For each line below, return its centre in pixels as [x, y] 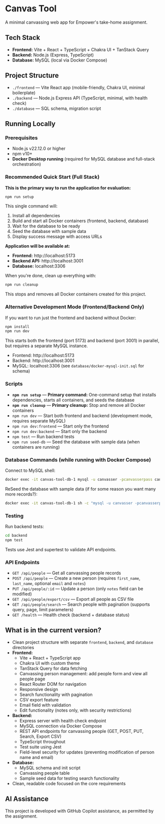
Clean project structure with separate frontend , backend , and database [83, 642]
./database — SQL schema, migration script [57, 108]
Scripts [14, 384]
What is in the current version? [53, 630]
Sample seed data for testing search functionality [69, 778]
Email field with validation [45, 705]
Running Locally [30, 124]
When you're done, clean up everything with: [51, 276]
